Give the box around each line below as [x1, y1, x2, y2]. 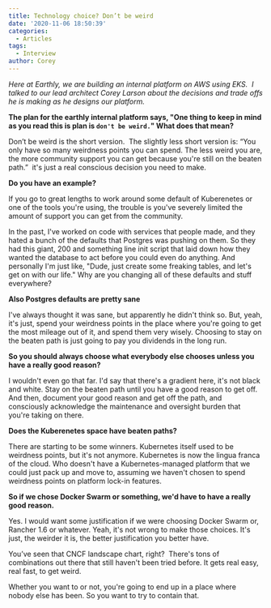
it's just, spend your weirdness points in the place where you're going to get [8, 318, 261, 328]
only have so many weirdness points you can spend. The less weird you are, [8, 145, 263, 155]
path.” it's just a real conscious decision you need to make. [8, 162, 206, 172]
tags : [8, 42, 27, 50]
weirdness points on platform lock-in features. [8, 476, 162, 486]
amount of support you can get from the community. [8, 211, 184, 221]
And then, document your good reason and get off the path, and [8, 392, 222, 402]
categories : [8, 27, 49, 35]
